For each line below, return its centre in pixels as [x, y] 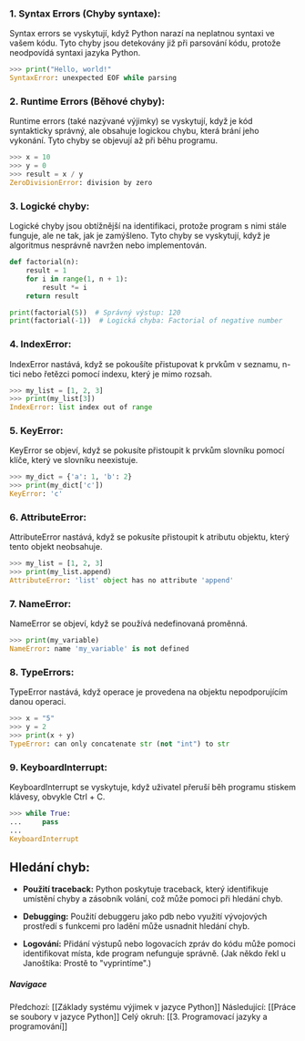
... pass [34, 822]
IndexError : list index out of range [81, 407]
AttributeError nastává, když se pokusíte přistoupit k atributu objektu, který [149, 537]
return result [52, 296]
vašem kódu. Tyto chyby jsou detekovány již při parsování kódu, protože [145, 43]
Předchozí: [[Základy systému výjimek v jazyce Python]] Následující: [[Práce [152, 1007]
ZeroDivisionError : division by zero [81, 182]
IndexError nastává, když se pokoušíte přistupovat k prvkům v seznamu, [145, 364]
